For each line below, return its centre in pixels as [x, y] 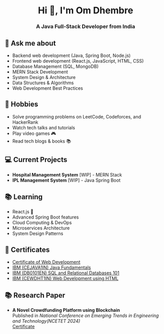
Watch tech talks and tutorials [44, 127]
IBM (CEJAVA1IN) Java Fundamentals [52, 268]
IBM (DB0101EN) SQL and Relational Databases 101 [66, 273]
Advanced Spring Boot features [45, 217]
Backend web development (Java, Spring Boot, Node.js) [71, 55]
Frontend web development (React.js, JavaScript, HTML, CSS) [78, 61]
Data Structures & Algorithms [43, 83]
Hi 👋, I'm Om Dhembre [86, 11]
